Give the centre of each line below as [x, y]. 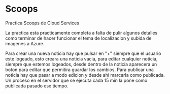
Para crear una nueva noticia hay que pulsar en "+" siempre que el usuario [83, 53]
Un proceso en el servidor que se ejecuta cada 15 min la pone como [76, 80]
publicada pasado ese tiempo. [37, 86]
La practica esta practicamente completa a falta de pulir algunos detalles [81, 33]
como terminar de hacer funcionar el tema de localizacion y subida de [78, 38]
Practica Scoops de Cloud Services [42, 23]
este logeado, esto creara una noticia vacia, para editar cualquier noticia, [81, 58]
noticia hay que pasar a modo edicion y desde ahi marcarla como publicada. [85, 75]
